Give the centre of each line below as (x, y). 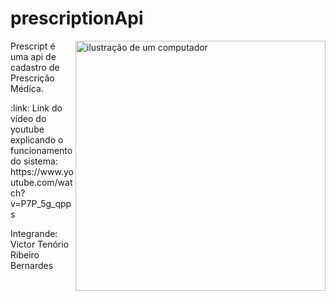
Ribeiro (25, 254)
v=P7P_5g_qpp (41, 203)
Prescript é (33, 46)
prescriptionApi (77, 18)
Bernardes (32, 265)
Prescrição (32, 78)
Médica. (27, 88)
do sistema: (34, 161)
